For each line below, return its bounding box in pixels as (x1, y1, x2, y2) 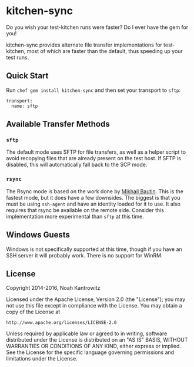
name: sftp (11, 103, 38, 109)
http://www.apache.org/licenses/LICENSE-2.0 (6, 320, 117, 326)
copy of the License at (6, 308, 61, 316)
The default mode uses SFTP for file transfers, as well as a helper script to (6, 148, 186, 156)
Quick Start (6, 71, 49, 81)
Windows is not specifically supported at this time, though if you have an (6, 246, 182, 253)
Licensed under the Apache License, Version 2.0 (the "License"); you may (6, 296, 186, 303)
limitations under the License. (6, 355, 78, 362)
